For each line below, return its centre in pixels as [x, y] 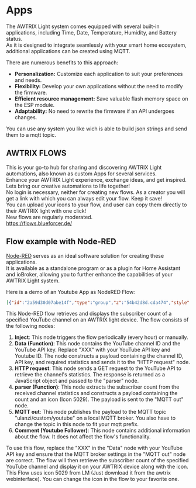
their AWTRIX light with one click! [46, 210]
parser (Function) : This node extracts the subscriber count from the [97, 387]
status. [14, 39]
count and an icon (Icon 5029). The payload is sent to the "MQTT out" [99, 399]
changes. [26, 117]
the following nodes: [31, 326]
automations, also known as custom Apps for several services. [81, 174]
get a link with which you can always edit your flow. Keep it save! [84, 198]
